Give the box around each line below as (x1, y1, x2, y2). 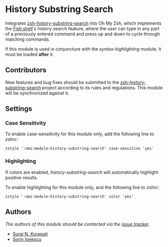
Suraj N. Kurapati (12, 230, 48, 237)
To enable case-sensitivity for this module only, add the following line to (5, 131, 154, 137)
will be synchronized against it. (5, 90, 69, 96)
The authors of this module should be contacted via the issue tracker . (5, 221, 150, 227)
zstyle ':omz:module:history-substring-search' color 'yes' (5, 194, 134, 199)
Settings (5, 105, 33, 113)
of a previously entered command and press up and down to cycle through (5, 31, 160, 37)
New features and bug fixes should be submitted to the (5, 79, 119, 85)
